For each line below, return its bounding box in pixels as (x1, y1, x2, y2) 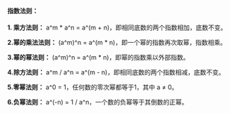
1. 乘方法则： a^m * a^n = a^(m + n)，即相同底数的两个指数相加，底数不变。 (7, 23, 227, 32)
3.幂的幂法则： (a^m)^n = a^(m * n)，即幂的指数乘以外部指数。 (7, 53, 190, 62)
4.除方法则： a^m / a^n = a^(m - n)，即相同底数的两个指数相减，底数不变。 (7, 68, 225, 77)
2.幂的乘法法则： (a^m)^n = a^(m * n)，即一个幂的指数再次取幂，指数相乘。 (7, 39, 227, 47)
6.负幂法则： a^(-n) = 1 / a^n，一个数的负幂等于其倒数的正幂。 (7, 98, 188, 107)
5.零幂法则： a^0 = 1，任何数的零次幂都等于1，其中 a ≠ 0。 (7, 83, 178, 91)
